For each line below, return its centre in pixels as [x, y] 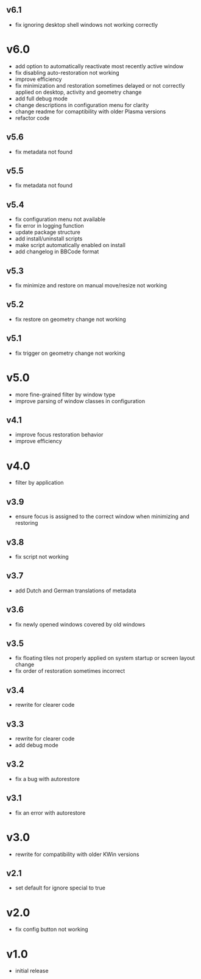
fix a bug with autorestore [48, 779]
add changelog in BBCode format [57, 251]
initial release [32, 971]
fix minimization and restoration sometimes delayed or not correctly [100, 85]
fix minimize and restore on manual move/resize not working [91, 285]
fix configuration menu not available [60, 219]
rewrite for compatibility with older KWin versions [77, 854]
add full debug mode [41, 98]
